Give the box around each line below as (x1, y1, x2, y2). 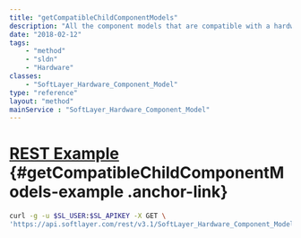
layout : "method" (9, 96, 74, 106)
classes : (9, 72, 42, 81)
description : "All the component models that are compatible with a (9, 22, 271, 31)
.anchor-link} (126, 181, 228, 202)
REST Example (9, 144, 119, 164)
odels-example (9, 181, 124, 202)
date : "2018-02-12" (9, 30, 82, 39)
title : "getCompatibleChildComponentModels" (9, 13, 178, 22)
